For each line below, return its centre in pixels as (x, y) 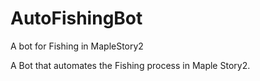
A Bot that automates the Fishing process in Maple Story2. (130, 65)
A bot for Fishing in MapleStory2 (77, 46)
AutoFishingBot (76, 18)
